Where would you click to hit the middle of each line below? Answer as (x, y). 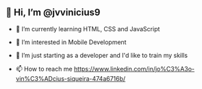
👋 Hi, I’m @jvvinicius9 (53, 13)
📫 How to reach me (44, 69)
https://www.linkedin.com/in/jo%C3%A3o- (134, 69)
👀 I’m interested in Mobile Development (71, 42)
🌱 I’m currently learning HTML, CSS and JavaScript (88, 29)
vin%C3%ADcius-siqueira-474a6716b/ (71, 78)
